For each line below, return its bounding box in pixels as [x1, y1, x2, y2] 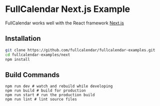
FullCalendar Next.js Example [5, 3, 130, 15]
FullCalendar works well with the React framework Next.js [5, 20, 124, 26]
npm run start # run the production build [5, 93, 95, 98]
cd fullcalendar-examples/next [5, 52, 70, 57]
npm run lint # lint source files [5, 97, 77, 102]
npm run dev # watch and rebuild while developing [5, 84, 113, 89]
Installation [5, 34, 41, 43]
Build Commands [5, 71, 60, 79]
